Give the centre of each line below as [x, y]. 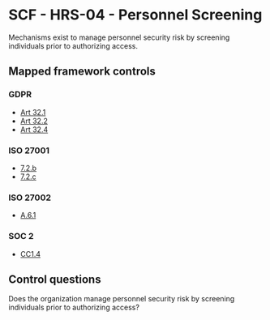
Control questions [55, 279]
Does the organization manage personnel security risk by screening [122, 299]
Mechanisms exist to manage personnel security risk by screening [119, 37]
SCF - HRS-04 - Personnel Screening [135, 15]
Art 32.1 [33, 112]
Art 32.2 [34, 121]
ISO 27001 [29, 150]
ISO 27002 [30, 198]
